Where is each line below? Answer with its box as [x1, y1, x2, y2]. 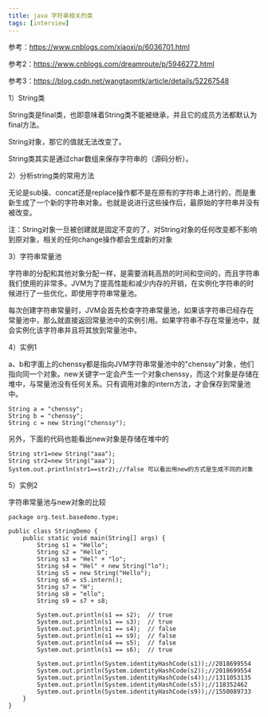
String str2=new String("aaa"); [8, 456, 116, 465]
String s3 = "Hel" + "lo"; [37, 555, 127, 563]
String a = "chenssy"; [8, 404, 84, 413]
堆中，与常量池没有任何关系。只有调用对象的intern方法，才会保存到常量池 [8, 379, 251, 388]
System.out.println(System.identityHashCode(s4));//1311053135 [37, 673, 251, 682]
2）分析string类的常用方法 [8, 171, 95, 180]
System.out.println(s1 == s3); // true [37, 617, 173, 626]
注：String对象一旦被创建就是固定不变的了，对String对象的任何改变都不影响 [8, 224, 258, 234]
